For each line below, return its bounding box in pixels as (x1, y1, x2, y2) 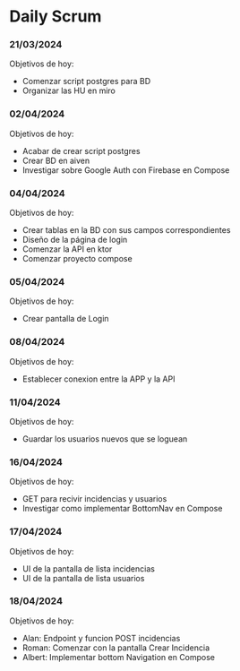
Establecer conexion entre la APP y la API (21, 374, 176, 384)
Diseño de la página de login (21, 235, 128, 245)
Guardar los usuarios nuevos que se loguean (21, 433, 188, 444)
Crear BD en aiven (21, 155, 90, 166)
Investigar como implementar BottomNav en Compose (21, 503, 223, 514)
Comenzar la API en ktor (21, 244, 113, 254)
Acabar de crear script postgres (21, 145, 141, 156)
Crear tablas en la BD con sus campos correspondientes (21, 225, 231, 236)
